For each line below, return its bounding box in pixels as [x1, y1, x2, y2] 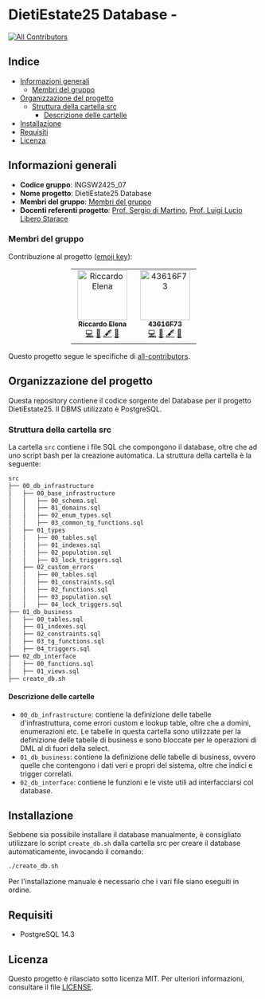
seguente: [8, 458, 41, 468]
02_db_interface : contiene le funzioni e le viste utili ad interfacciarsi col [19, 777, 254, 787]
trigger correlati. [19, 769, 74, 778]
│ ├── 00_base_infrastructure [8, 489, 115, 498]
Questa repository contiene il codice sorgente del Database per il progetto [8, 395, 252, 405]
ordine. [8, 885, 32, 895]
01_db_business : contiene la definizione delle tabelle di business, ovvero [19, 752, 256, 761]
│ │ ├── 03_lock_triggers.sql [8, 556, 123, 564]
